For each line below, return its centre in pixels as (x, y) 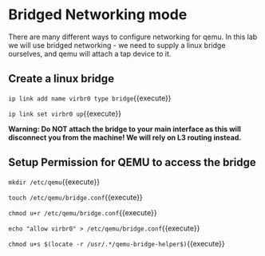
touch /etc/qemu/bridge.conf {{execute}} (76, 197)
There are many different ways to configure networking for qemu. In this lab (133, 37)
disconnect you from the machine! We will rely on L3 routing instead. (125, 137)
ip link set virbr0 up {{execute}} (65, 113)
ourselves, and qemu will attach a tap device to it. (90, 53)
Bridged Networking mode (98, 15)
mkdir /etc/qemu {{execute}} (54, 182)
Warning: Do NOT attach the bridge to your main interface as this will (125, 128)
